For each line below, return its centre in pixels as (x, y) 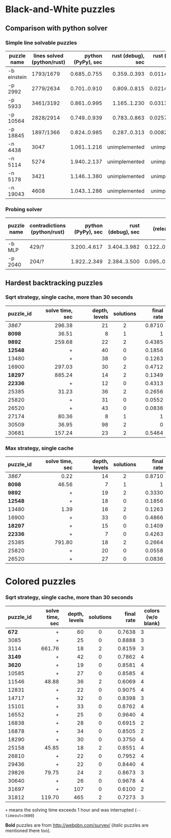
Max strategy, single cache (39, 448)
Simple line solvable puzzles (41, 43)
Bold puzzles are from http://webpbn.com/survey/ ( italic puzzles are (77, 825)
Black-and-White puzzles (60, 9)
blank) (152, 623)
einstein (17, 77)
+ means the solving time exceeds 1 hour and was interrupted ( (71, 810)
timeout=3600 (19, 816)
